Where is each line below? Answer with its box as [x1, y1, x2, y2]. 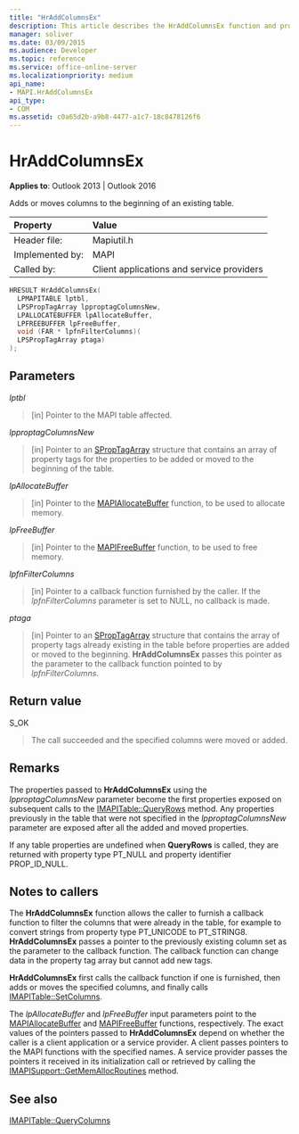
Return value [9, 693, 82, 709]
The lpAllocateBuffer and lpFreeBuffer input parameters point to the [9, 1009, 257, 1020]
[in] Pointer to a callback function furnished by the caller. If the [30, 585, 261, 596]
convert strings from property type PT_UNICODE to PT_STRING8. [9, 927, 247, 938]
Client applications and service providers [92, 263, 264, 276]
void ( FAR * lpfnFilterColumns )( [17, 327, 141, 336]
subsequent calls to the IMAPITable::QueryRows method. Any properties [9, 803, 275, 814]
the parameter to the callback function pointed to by [30, 658, 222, 669]
